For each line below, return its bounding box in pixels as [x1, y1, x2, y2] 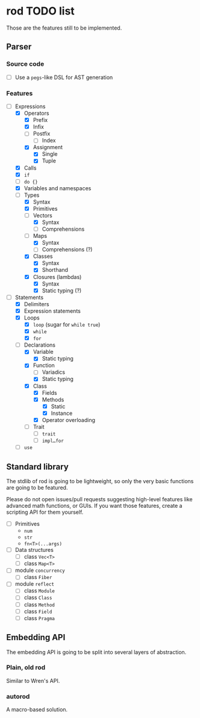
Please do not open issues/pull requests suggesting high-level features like [6, 495, 193, 502]
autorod [6, 692, 30, 700]
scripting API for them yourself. [6, 508, 84, 516]
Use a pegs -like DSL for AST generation [14, 74, 113, 81]
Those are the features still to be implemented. [6, 24, 122, 31]
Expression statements [23, 307, 81, 315]
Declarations [23, 341, 56, 348]
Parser [6, 42, 32, 52]
